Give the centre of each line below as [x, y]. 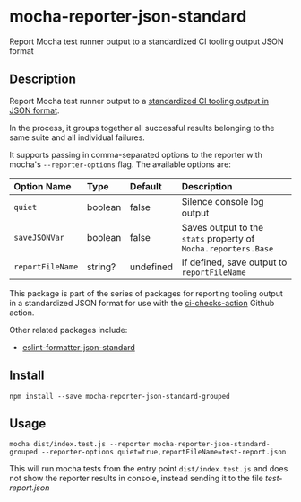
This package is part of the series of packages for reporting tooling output [146, 293]
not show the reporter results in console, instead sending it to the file [137, 479]
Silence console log [223, 201]
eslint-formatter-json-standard [79, 347]
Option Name [43, 186]
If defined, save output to [234, 262]
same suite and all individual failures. [77, 137]
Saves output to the [223, 227]
